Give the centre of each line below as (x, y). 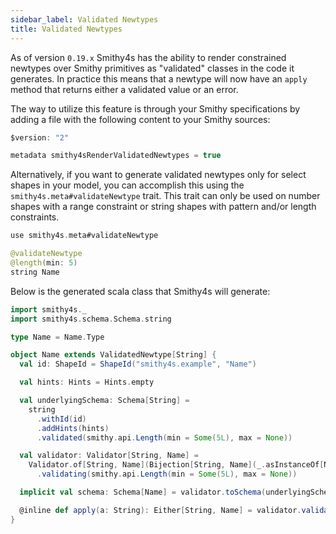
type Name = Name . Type (57, 337)
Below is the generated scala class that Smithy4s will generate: (140, 291)
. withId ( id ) (61, 419)
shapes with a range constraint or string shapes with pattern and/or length (163, 207)
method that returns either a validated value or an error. (124, 89)
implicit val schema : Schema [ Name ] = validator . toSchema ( (143, 492)
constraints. (35, 217)
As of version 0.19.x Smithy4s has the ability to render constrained (148, 57)
